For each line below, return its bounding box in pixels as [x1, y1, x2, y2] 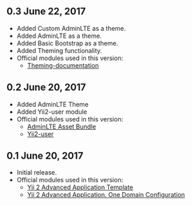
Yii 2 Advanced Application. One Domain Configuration [27, 191, 186, 199]
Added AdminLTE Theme [16, 100, 89, 108]
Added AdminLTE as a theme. [16, 31, 102, 40]
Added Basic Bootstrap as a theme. [16, 38, 119, 47]
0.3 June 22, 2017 [6, 6, 86, 17]
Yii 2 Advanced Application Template [27, 183, 133, 191]
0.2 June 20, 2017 [6, 82, 87, 94]
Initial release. [16, 168, 57, 177]
